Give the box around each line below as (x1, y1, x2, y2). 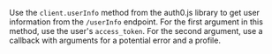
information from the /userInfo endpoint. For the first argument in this (9, 17, 263, 27)
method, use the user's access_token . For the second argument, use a (9, 26, 263, 36)
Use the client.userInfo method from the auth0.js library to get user (9, 8, 261, 17)
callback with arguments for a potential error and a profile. (9, 35, 221, 45)
